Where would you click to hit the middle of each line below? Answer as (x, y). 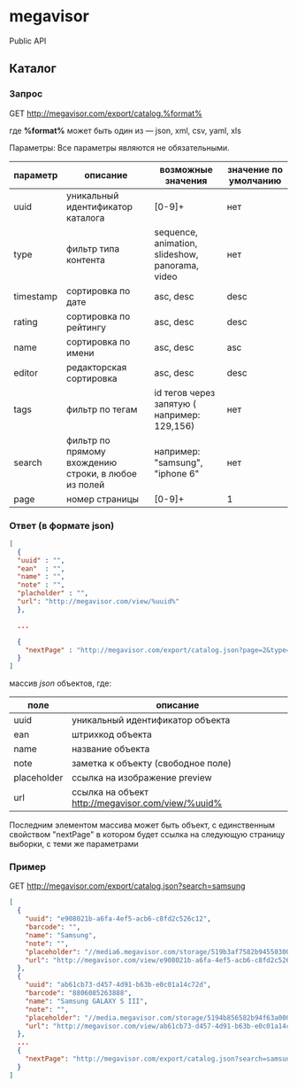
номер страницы (103, 499)
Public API (28, 41)
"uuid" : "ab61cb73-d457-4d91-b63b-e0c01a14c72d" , (118, 985)
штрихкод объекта (112, 734)
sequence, (176, 232)
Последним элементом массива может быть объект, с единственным (142, 825)
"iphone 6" (177, 473)
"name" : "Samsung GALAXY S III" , (87, 1001)
